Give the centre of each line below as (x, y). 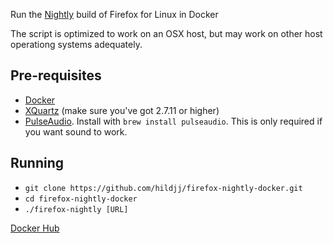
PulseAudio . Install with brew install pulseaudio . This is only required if (173, 121)
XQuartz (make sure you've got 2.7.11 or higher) (122, 110)
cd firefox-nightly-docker (81, 199)
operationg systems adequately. (76, 44)
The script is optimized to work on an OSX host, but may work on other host (166, 33)
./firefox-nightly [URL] (76, 209)
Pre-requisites (56, 75)
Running (37, 163)
